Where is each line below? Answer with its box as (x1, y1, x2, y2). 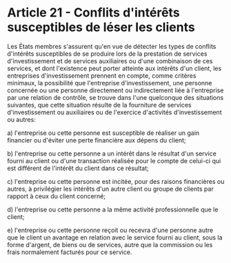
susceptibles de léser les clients (7, 19, 195, 35)
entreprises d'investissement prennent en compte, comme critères (7, 71, 197, 80)
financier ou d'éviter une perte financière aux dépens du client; (7, 136, 186, 144)
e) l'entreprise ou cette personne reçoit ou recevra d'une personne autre (7, 226, 214, 234)
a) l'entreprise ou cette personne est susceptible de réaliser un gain (7, 129, 200, 137)
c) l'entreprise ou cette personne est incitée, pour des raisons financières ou (7, 177, 225, 185)
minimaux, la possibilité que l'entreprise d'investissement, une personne (7, 78, 212, 87)
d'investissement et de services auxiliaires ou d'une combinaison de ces (7, 56, 213, 65)
